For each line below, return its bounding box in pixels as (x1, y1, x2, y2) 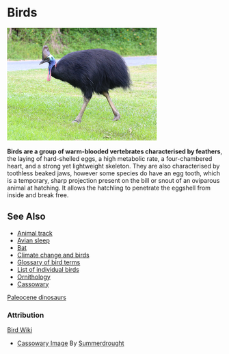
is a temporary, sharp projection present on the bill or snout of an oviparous (7, 176, 220, 184)
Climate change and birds (16, 251, 90, 259)
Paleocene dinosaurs (7, 293, 67, 301)
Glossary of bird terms (16, 258, 81, 266)
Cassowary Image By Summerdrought (16, 339, 124, 347)
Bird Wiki (7, 326, 33, 334)
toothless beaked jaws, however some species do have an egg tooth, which (7, 169, 221, 177)
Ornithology (16, 273, 51, 281)
